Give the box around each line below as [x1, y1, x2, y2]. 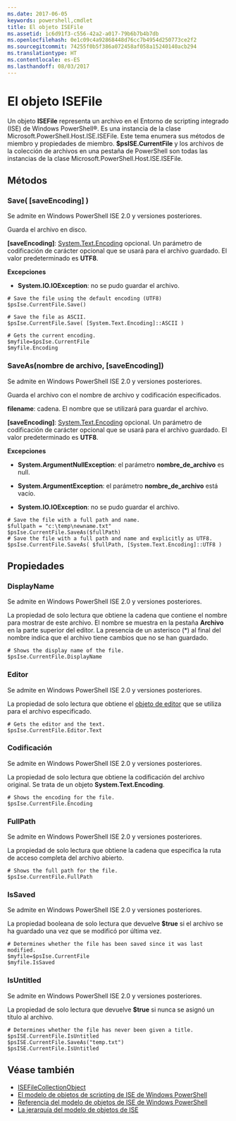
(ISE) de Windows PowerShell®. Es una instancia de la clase [7, 124, 181, 133]
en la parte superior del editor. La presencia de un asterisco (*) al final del [7, 626, 221, 635]
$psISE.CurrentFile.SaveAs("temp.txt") [7, 1038, 125, 1045]
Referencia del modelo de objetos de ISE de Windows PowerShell [17, 1098, 208, 1106]
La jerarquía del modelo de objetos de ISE [17, 1105, 139, 1114]
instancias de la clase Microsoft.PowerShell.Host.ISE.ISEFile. [7, 154, 183, 162]
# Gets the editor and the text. [7, 721, 106, 728]
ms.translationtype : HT [7, 50, 77, 57]
